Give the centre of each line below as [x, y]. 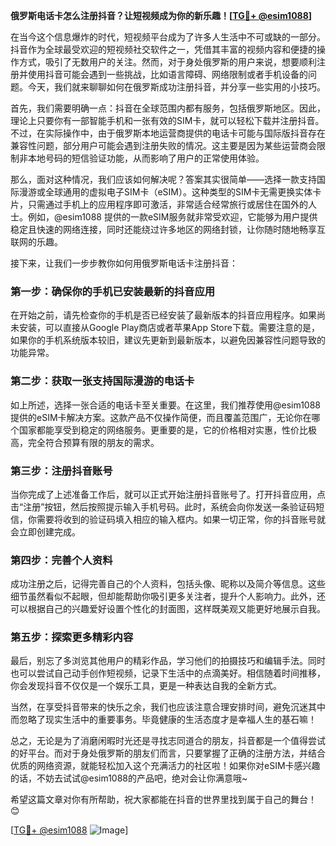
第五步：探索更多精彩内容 [72, 637]
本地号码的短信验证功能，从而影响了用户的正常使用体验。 [146, 158]
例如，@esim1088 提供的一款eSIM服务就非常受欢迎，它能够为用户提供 [172, 217]
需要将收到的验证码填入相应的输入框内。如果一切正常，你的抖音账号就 [181, 519]
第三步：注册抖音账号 [61, 471]
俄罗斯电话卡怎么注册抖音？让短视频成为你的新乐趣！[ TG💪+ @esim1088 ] [161, 15]
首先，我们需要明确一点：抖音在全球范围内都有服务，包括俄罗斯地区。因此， [168, 108]
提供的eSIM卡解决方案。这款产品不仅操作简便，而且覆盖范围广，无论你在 [161, 417]
